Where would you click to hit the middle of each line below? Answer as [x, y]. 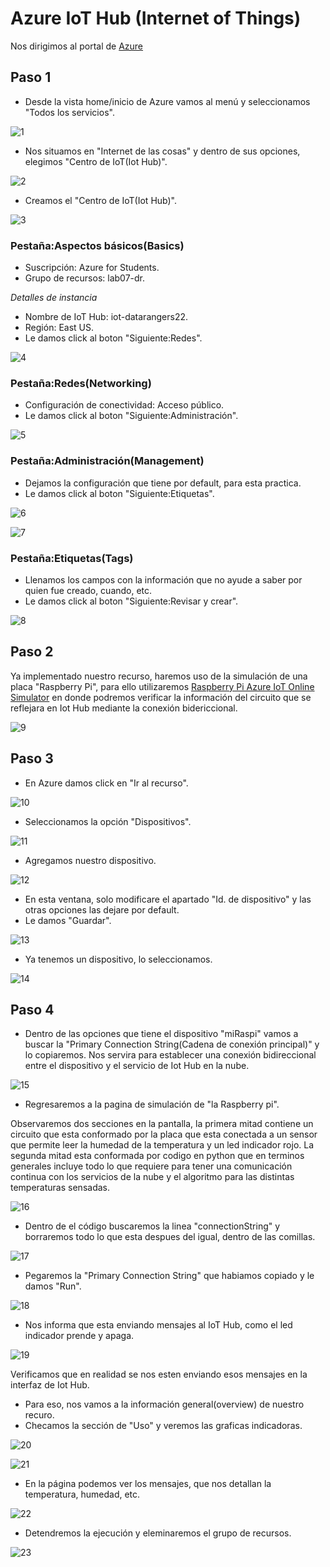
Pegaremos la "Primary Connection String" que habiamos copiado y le [169, 1276]
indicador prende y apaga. [79, 1336]
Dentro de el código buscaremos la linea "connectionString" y [152, 1226]
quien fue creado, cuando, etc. [88, 590]
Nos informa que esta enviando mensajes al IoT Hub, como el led [158, 1325]
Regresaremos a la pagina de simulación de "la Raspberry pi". [152, 1104]
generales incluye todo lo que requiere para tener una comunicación [151, 1166]
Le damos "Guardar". [68, 920]
